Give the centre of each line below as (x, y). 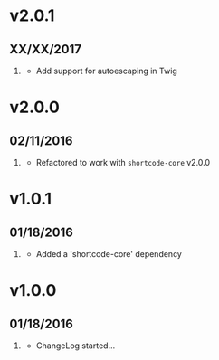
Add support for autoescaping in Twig (107, 71)
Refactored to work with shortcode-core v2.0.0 (123, 162)
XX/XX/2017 (45, 49)
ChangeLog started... (76, 346)
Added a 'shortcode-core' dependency (109, 254)
